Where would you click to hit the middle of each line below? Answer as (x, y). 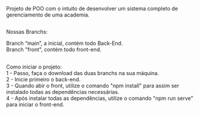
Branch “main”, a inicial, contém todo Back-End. (64, 43)
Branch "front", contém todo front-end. (54, 50)
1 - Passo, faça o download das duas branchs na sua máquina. (83, 73)
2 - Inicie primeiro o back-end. (43, 79)
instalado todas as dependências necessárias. (63, 92)
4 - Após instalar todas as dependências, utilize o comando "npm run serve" (100, 98)
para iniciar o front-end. (35, 104)
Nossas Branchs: (27, 32)
